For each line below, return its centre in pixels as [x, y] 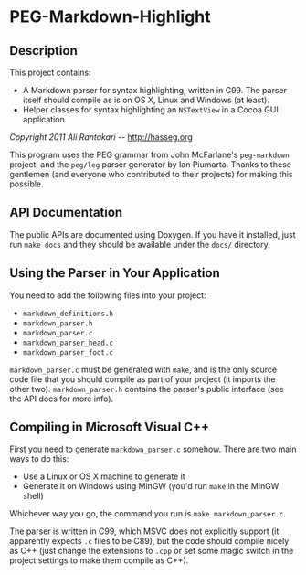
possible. [26, 184]
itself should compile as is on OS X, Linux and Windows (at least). [146, 100]
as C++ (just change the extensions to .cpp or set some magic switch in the [152, 551]
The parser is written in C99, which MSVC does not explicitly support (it [144, 531]
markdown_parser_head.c [68, 343]
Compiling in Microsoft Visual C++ [110, 427]
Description [43, 51]
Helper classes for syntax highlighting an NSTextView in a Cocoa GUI [150, 110]
